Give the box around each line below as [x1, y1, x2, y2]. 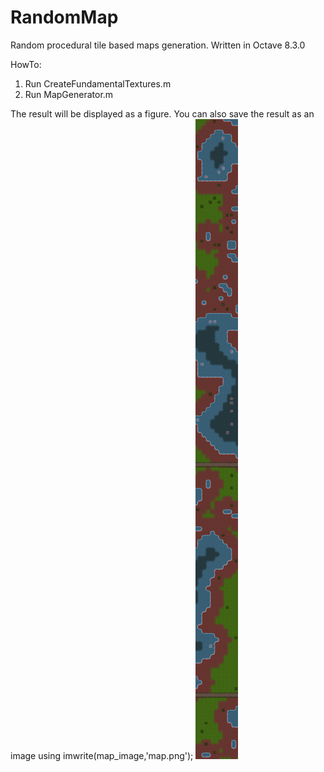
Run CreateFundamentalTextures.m [24, 77, 172, 90]
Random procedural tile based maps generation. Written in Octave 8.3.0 [10, 39, 306, 51]
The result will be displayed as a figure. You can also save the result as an [10, 107, 315, 120]
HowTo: [10, 58, 42, 70]
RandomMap [10, 6, 119, 29]
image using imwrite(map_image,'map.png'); [10, 749, 194, 761]
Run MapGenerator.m [24, 88, 114, 100]
